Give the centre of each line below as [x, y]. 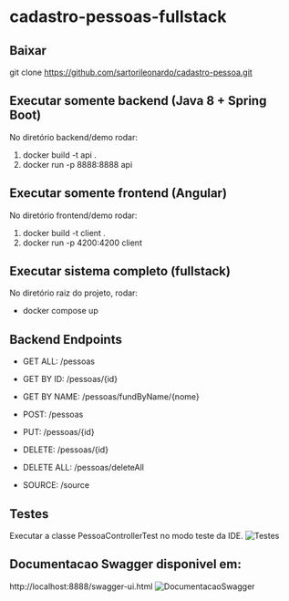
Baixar [28, 51]
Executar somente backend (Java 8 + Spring [138, 101]
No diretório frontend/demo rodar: [73, 215]
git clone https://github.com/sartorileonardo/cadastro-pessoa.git [131, 72]
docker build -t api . [60, 155]
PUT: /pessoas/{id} [58, 432]
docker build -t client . [64, 233]
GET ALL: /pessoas [59, 361]
